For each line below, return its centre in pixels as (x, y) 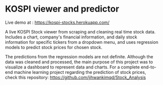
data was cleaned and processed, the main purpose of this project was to (79, 62)
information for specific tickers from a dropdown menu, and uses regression (82, 42)
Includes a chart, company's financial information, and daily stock (71, 37)
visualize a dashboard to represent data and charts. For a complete (72, 67)
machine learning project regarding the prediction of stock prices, (80, 72)
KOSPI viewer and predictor (62, 9)
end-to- (149, 67)
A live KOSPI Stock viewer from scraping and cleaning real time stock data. (80, 32)
